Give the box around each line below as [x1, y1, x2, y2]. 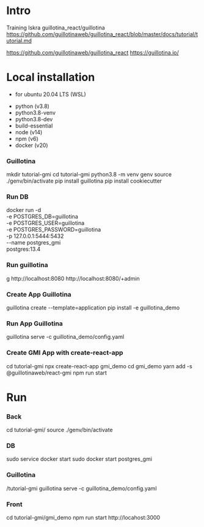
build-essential [15, 122, 53, 129]
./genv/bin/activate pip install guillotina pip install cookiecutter [6, 177, 162, 184]
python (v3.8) [15, 102, 50, 110]
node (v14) [15, 128, 43, 135]
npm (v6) [15, 135, 38, 142]
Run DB [6, 192, 29, 201]
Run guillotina [6, 261, 48, 270]
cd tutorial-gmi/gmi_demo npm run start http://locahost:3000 [6, 514, 161, 521]
